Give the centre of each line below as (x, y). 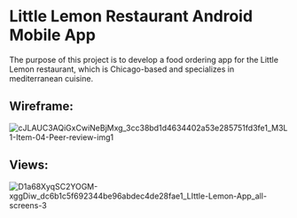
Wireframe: (41, 107)
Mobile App (52, 35)
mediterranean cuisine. (51, 78)
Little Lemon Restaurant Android (131, 16)
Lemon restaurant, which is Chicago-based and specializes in (122, 69)
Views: (29, 165)
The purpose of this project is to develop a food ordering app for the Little (144, 59)
